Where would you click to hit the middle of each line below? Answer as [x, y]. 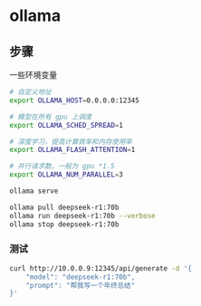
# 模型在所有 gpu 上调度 [51, 117]
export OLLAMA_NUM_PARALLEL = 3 [67, 175]
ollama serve [34, 191]
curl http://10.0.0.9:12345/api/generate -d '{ [101, 268]
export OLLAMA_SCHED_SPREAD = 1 [67, 125]
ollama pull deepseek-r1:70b [64, 207]
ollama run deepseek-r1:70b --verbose [82, 215]
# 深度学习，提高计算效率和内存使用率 [71, 141]
